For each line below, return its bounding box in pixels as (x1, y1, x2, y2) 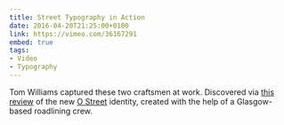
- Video (9, 54, 38, 63)
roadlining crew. (34, 105, 93, 116)
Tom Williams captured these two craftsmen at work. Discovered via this (9, 86, 274, 98)
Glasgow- (236, 96, 273, 106)
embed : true (9, 37, 53, 47)
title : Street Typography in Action (9, 12, 145, 22)
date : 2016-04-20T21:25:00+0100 (9, 21, 129, 30)
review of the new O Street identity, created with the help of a (9, 96, 235, 106)
